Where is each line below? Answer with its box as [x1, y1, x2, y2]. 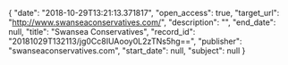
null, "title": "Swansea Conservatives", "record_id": [8, 27, 196, 37]
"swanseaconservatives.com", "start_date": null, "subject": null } [8, 45, 246, 56]
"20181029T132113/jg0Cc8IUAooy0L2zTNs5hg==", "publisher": [8, 36, 242, 46]
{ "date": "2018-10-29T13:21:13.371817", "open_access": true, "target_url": [8, 8, 280, 18]
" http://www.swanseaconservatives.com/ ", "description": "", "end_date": [8, 17, 276, 28]
